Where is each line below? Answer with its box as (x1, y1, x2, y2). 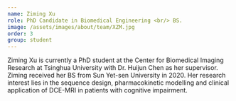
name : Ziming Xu (7, 10, 55, 18)
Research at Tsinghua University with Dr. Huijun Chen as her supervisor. (7, 64, 218, 72)
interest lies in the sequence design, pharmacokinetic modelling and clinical (7, 78, 230, 87)
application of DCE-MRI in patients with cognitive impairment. (7, 86, 188, 95)
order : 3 (7, 30, 33, 37)
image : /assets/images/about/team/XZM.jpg (7, 23, 135, 30)
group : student (7, 37, 53, 44)
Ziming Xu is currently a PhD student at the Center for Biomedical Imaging (7, 56, 224, 64)
